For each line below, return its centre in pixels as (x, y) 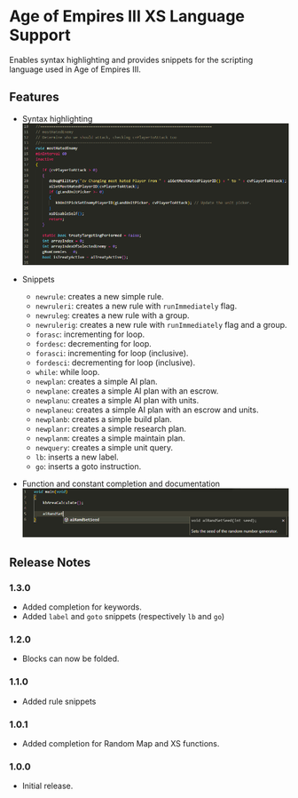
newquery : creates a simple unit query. (104, 447)
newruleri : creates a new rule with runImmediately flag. (136, 306)
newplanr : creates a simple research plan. (111, 428)
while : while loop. (67, 371)
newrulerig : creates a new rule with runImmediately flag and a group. (161, 324)
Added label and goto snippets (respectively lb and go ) (123, 617)
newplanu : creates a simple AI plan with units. (117, 400)
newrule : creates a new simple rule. (99, 296)
